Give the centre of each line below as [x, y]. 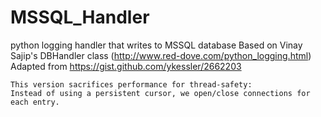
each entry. [35, 102]
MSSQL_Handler [80, 17]
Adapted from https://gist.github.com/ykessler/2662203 [126, 66]
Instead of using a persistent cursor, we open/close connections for [160, 93]
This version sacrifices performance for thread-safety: [131, 84]
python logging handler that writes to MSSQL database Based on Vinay [156, 45]
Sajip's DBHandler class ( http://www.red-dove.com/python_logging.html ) [161, 55]
